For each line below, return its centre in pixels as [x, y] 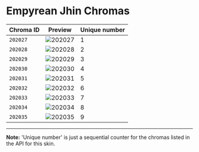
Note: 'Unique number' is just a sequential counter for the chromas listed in [98, 137]
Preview [60, 30]
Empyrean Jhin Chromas [68, 11]
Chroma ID [24, 30]
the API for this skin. [31, 143]
